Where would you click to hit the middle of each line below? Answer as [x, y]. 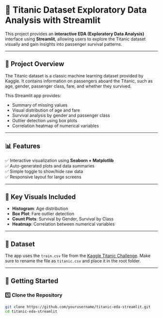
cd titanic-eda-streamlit [31, 311]
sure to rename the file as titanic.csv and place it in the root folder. [73, 261]
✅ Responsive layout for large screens [43, 177]
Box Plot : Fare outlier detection [43, 214]
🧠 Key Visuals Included [41, 197]
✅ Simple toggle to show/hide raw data [44, 171]
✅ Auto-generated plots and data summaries [50, 166]
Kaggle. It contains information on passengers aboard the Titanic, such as [79, 81]
